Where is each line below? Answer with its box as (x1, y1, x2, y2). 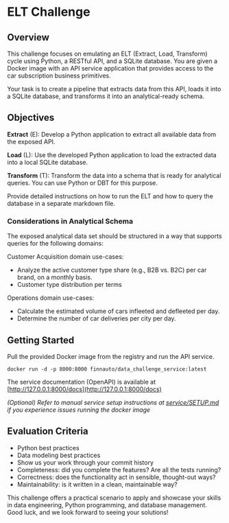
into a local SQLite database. (7, 158, 88, 166)
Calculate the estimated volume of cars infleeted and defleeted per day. (16, 307, 220, 316)
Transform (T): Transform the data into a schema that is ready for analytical (7, 171, 221, 179)
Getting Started (7, 334, 75, 346)
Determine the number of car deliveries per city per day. (16, 314, 176, 323)
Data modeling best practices (16, 451, 101, 459)
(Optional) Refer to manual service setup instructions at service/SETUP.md (7, 398, 219, 406)
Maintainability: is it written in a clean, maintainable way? (16, 480, 178, 488)
